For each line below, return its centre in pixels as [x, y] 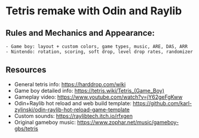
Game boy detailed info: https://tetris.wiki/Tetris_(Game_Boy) [89, 90]
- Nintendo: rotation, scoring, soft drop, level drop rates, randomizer [99, 52]
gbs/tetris [26, 128]
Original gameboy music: [45, 122]
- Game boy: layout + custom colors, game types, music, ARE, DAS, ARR [97, 46]
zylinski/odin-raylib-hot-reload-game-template [72, 109]
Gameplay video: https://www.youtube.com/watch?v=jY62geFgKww [98, 97]
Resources [26, 70]
